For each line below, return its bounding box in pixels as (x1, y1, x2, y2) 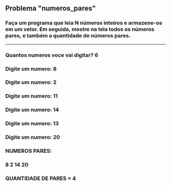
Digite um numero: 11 (5, 92, 58, 100)
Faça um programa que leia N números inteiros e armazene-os (5, 19, 162, 27)
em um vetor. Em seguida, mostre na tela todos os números (5, 26, 155, 33)
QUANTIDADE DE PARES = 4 (5, 175, 76, 182)
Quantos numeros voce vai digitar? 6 (5, 51, 98, 58)
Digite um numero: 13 (5, 120, 59, 127)
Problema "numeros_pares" (5, 4, 96, 13)
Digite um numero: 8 (5, 65, 57, 72)
